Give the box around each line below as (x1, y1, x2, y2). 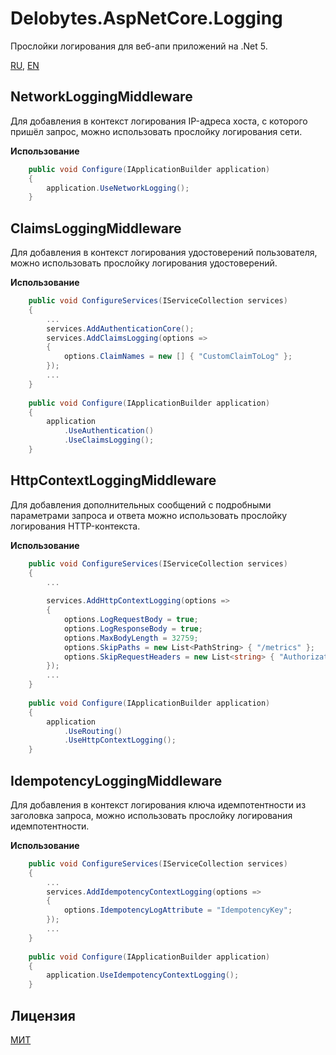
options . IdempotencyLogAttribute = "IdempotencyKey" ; (63, 905, 293, 916)
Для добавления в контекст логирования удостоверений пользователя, (10, 247, 318, 259)
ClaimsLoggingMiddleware (10, 220, 182, 237)
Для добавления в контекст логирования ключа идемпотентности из (10, 798, 307, 811)
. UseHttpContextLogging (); (63, 735, 177, 746)
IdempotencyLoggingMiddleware (10, 772, 223, 789)
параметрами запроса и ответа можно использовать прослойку (10, 509, 288, 521)
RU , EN (10, 59, 40, 71)
